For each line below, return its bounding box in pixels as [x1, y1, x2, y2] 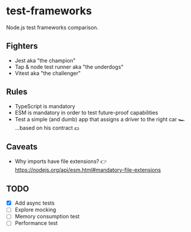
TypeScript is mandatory [14, 102, 76, 109]
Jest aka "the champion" [14, 57, 76, 64]
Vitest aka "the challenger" [14, 70, 82, 77]
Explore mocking [14, 206, 57, 214]
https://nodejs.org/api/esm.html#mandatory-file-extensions [14, 167, 161, 174]
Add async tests [14, 199, 55, 206]
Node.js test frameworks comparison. [6, 24, 99, 31]
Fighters [6, 41, 38, 51]
